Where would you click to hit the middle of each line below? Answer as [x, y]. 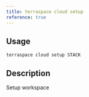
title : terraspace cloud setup [45, 12]
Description [28, 73]
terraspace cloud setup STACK [44, 55]
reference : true [26, 17]
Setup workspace [28, 87]
